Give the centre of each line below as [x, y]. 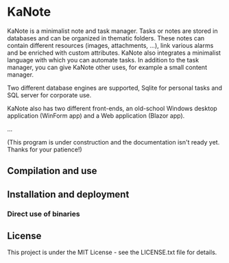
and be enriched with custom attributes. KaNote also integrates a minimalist [114, 53]
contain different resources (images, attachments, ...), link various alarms [110, 45]
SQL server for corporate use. [49, 95]
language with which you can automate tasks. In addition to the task [103, 60]
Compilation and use [52, 171]
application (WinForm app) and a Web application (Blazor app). [96, 115]
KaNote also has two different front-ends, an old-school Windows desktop [112, 108]
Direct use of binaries [44, 214]
